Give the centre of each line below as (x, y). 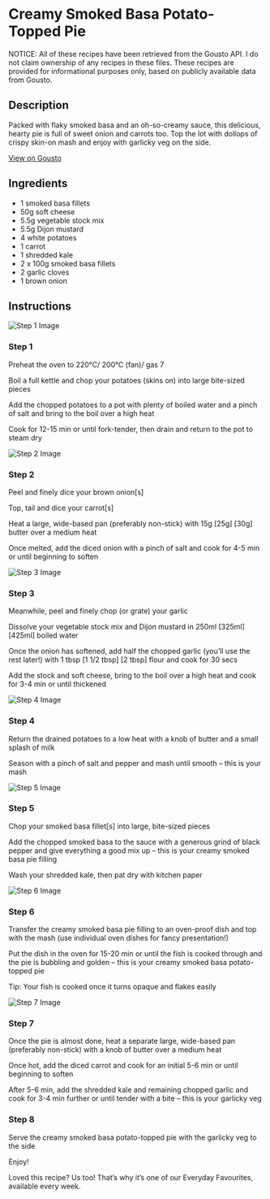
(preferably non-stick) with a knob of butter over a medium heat (115, 1050)
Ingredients (38, 184)
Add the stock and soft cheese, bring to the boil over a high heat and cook (133, 676)
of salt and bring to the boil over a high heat (81, 413)
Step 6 (21, 911)
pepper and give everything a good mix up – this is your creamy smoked (129, 851)
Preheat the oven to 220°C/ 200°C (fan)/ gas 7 (86, 364)
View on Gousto (35, 158)
